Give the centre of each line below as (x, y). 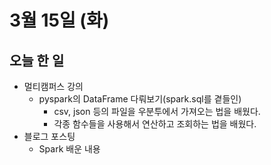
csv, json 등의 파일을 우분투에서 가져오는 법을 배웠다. (157, 111)
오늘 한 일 (37, 60)
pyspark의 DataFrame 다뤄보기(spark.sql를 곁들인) (140, 99)
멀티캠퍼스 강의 (53, 86)
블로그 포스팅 (49, 136)
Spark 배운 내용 (69, 149)
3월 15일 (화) (59, 20)
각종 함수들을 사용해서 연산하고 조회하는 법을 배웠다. (155, 124)
